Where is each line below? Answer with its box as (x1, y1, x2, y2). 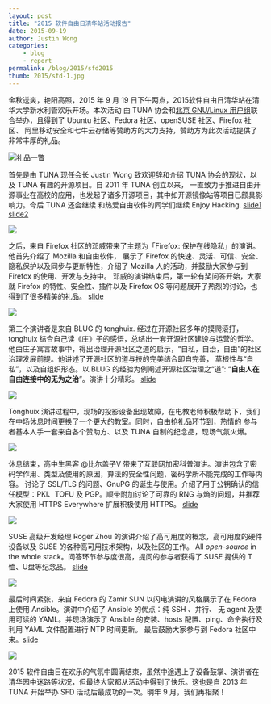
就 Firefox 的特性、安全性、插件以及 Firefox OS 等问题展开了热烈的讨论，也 (8, 281, 258, 291)
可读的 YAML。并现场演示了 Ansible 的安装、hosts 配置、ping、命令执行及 (15, 614, 263, 624)
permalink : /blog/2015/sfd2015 (8, 65, 114, 73)
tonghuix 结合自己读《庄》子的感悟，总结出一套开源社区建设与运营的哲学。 (8, 333, 259, 343)
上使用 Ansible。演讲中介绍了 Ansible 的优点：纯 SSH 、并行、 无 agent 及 (8, 604, 256, 614)
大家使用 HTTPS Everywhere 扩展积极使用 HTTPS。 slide (8, 499, 199, 509)
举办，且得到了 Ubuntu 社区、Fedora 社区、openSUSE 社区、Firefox (15, 115, 243, 125)
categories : (8, 42, 48, 50)
